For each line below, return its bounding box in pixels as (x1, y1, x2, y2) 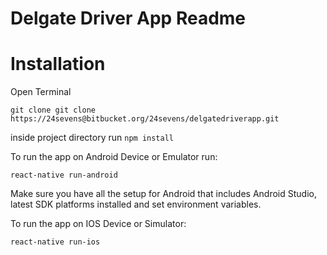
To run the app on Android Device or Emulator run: (10, 151, 218, 163)
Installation (10, 53, 106, 76)
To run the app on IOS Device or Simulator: (10, 218, 187, 230)
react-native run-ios (10, 237, 101, 247)
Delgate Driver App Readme (10, 7, 247, 30)
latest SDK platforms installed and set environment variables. (10, 198, 262, 211)
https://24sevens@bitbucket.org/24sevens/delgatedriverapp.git (10, 114, 280, 124)
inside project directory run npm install (10, 132, 174, 144)
